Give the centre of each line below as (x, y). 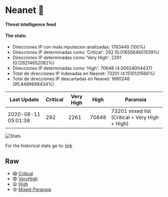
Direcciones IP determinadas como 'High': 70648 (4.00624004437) (82, 68)
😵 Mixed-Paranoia (32, 189)
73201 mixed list (131, 111)
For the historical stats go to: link (39, 145)
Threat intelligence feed (31, 24)
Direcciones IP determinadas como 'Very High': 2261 (67, 57)
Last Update (24, 99)
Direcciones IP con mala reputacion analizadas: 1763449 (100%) (79, 46)
